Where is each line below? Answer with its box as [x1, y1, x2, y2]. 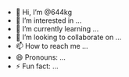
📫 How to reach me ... [15, 42, 88, 50]
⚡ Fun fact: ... [15, 61, 59, 71]
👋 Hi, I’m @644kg [15, 8, 73, 16]
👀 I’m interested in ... [15, 16, 82, 25]
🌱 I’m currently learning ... [15, 24, 99, 33]
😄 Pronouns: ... [15, 53, 66, 62]
